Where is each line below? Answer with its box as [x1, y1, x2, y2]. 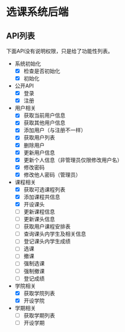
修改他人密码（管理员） [23, 171, 81, 178]
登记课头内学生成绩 [23, 237, 71, 245]
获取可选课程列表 [23, 185, 66, 193]
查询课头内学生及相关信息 [23, 230, 86, 237]
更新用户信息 [23, 149, 55, 156]
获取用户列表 [23, 134, 55, 141]
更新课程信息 [23, 208, 55, 215]
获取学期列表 [23, 311, 55, 319]
